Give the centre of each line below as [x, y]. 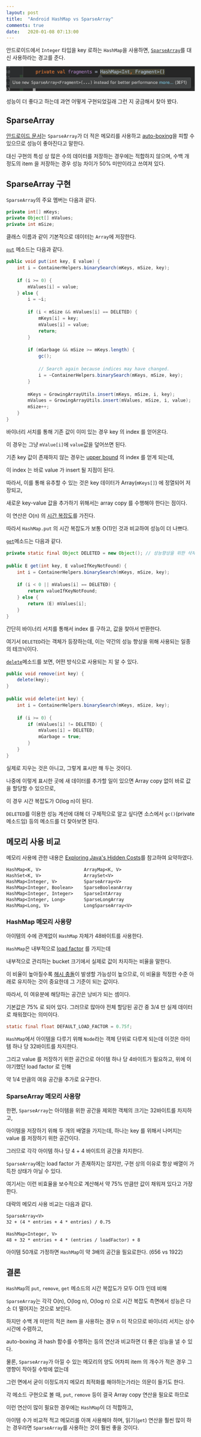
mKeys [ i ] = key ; [58, 319]
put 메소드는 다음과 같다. [35, 249]
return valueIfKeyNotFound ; [63, 591]
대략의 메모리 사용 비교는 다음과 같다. [49, 1204]
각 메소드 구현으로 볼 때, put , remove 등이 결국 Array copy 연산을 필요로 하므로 [98, 1394]
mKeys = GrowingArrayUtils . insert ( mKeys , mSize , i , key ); [101, 394]
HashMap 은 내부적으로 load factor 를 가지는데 [58, 948]
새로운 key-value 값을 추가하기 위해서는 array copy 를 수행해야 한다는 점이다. [97, 503]
